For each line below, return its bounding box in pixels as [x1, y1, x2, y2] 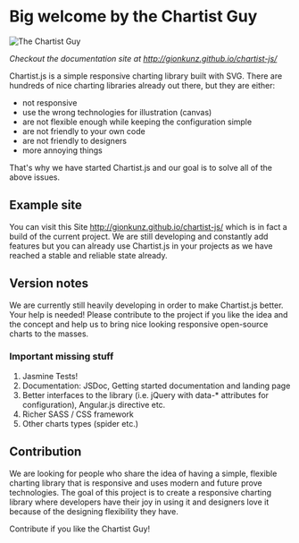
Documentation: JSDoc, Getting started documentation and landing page [21, 380, 291, 391]
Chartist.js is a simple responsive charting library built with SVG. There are [9, 70, 283, 81]
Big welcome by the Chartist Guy [9, 6, 258, 27]
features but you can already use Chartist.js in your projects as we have [9, 240, 273, 251]
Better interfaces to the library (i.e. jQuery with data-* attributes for [21, 389, 270, 400]
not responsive [21, 97, 78, 108]
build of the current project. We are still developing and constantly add [9, 231, 269, 242]
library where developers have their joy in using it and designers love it [9, 496, 270, 507]
